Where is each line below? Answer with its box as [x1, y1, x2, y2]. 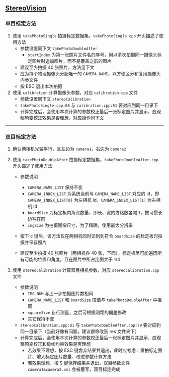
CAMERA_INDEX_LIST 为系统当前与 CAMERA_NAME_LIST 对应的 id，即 [27, 191, 159, 197]
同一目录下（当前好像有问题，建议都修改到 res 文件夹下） [20, 328, 140, 334]
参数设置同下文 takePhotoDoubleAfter [20, 45, 98, 51]
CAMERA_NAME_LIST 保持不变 [27, 184, 83, 190]
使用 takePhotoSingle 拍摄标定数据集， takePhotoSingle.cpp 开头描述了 [12, 32, 159, 38]
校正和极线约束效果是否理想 [33, 341, 91, 347]
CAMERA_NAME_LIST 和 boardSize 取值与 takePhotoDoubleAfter [27, 297, 152, 303]
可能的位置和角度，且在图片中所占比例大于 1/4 [24, 256, 121, 262]
